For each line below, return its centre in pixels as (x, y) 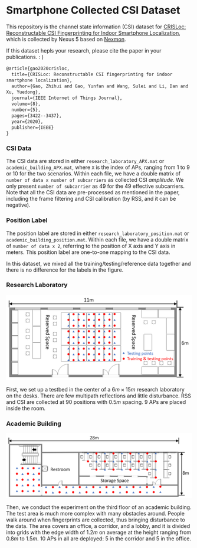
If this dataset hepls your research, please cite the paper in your (84, 50)
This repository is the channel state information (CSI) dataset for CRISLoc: (96, 27)
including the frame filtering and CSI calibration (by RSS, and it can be (91, 199)
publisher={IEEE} (33, 128)
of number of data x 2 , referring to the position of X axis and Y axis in (91, 246)
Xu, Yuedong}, (24, 92)
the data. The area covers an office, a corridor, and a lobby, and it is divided (98, 526)
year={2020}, (27, 122)
